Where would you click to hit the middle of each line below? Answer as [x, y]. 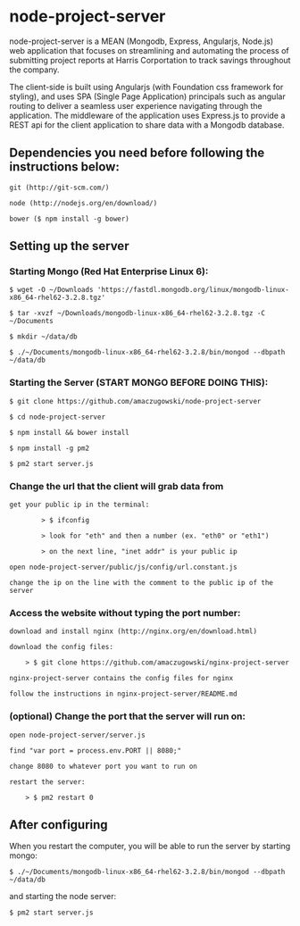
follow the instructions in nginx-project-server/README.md [124, 694]
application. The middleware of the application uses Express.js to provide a [147, 115]
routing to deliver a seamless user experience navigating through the [136, 105]
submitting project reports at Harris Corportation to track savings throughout [150, 60]
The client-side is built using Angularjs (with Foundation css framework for [146, 87]
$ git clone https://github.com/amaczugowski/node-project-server [135, 401]
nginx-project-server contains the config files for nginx [121, 679]
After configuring [59, 825]
